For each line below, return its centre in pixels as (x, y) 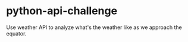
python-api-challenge (62, 11)
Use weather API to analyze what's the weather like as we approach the (94, 27)
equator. (16, 33)
